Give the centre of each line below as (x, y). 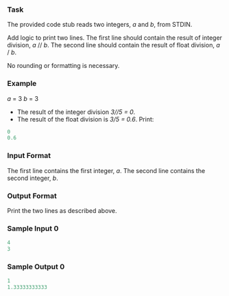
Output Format (32, 196)
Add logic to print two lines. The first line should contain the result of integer (115, 38)
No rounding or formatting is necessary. (63, 66)
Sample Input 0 (33, 228)
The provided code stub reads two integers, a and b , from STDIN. (100, 25)
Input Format (29, 156)
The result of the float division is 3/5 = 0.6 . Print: (85, 119)
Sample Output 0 (36, 266)
